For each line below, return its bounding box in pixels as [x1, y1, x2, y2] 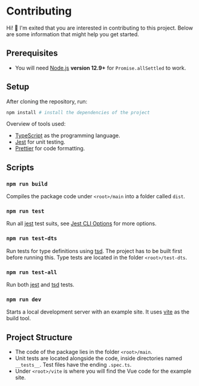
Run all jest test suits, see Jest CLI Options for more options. [6, 220, 157, 227]
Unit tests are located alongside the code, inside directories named [15, 355, 183, 362]
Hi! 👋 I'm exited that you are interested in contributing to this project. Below [6, 24, 194, 31]
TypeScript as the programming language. [15, 132, 121, 140]
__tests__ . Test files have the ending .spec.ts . [15, 361, 132, 368]
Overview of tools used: [6, 120, 66, 127]
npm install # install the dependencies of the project [6, 109, 150, 115]
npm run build [6, 180, 48, 187]
